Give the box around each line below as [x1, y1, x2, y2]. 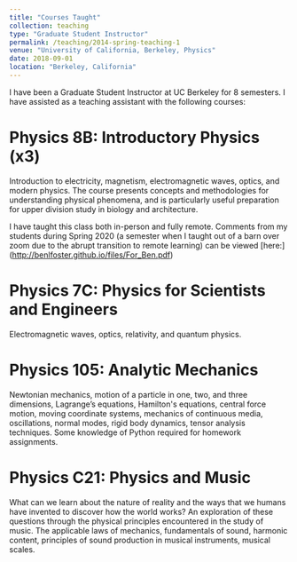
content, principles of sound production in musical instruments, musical [9, 534, 270, 545]
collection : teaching [9, 21, 90, 30]
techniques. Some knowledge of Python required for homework [9, 427, 242, 438]
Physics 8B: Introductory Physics [9, 128, 260, 147]
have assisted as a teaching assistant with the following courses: [9, 96, 246, 107]
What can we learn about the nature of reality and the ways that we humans [9, 496, 286, 507]
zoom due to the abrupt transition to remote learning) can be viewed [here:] [9, 240, 285, 250]
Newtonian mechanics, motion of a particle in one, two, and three [9, 389, 248, 400]
